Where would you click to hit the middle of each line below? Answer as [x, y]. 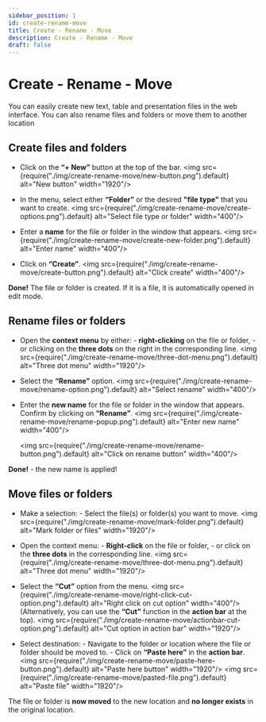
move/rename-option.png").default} [78, 389]
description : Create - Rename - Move [71, 38]
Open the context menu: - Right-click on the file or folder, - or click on [135, 545]
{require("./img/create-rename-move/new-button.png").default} [124, 175]
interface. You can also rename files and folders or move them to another [128, 115]
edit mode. [26, 296]
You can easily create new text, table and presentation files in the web [123, 106]
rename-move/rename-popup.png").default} [93, 421]
